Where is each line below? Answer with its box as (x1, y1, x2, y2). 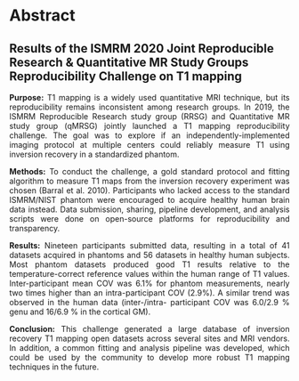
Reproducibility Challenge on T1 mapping (9, 69, 242, 84)
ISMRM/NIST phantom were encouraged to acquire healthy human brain (9, 195, 290, 205)
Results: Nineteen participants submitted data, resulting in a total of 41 (9, 240, 290, 250)
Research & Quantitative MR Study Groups (9, 54, 249, 69)
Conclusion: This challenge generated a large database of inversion (9, 324, 290, 334)
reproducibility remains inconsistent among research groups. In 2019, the (9, 101, 290, 112)
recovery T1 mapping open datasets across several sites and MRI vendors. (9, 333, 290, 344)
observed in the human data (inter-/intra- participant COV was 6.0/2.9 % (9, 297, 290, 307)
